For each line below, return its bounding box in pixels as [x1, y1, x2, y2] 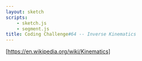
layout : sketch [5, 8, 44, 15]
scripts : [5, 14, 28, 21]
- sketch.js [16, 20, 47, 26]
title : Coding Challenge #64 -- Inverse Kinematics [5, 31, 137, 37]
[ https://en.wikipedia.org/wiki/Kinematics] [5, 48, 110, 55]
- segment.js [16, 25, 50, 32]
